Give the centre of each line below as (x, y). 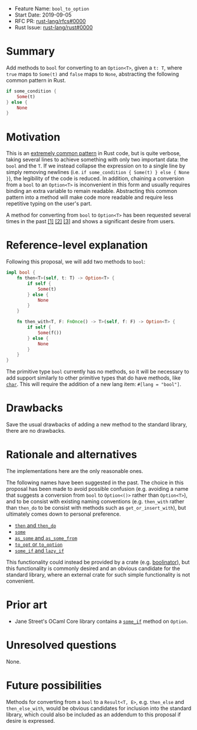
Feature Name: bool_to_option (52, 9)
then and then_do (35, 526)
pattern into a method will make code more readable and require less (90, 197)
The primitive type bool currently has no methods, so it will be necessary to (98, 372)
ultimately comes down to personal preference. (63, 514)
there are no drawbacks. (36, 431)
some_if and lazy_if (39, 551)
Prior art (27, 605)
